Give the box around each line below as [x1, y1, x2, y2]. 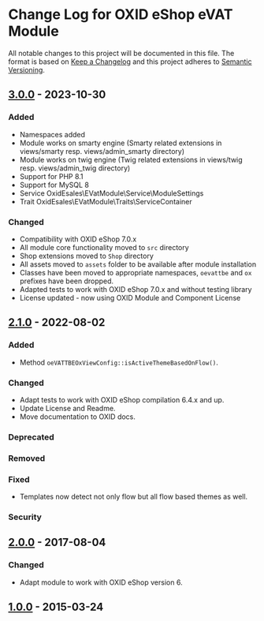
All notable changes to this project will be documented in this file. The [8, 48, 235, 58]
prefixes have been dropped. [19, 276, 114, 286]
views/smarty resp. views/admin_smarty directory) [19, 146, 185, 155]
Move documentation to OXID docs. [19, 412, 136, 421]
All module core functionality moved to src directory [19, 242, 189, 252]
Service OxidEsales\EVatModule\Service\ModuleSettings [19, 188, 204, 198]
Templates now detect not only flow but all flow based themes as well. [19, 492, 248, 502]
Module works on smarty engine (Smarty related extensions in [19, 138, 222, 148]
